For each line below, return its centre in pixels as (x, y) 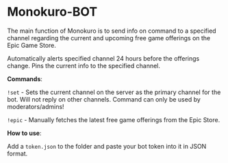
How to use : (24, 133)
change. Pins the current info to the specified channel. (84, 65)
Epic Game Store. (32, 45)
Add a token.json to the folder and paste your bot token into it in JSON (107, 146)
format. (17, 153)
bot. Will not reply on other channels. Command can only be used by (104, 99)
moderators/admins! (36, 106)
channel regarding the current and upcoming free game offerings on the (109, 38)
